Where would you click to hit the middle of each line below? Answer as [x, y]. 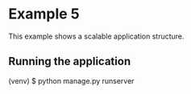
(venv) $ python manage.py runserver [71, 80]
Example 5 [44, 14]
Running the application [70, 61]
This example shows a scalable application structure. [96, 36]
